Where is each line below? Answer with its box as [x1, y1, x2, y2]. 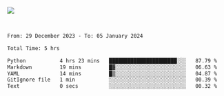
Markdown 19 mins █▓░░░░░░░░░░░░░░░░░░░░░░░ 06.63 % [7, 64, 217, 71]
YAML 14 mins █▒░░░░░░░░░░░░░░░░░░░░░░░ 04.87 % [7, 70, 217, 77]
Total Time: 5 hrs [7, 45, 60, 51]
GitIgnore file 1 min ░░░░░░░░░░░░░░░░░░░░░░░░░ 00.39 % [7, 76, 217, 84]
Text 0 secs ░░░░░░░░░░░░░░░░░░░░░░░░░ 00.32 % [7, 83, 217, 90]
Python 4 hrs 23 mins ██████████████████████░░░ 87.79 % [7, 57, 217, 64]
